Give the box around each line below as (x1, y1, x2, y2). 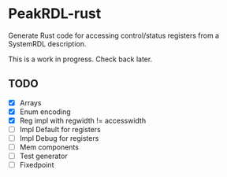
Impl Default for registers (19, 124, 101, 134)
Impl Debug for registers (19, 134, 99, 142)
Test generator (19, 151, 69, 161)
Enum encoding (19, 107, 71, 116)
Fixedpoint (19, 160, 54, 170)
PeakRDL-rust (8, 5, 102, 23)
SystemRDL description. (8, 39, 87, 48)
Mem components (19, 142, 79, 152)
